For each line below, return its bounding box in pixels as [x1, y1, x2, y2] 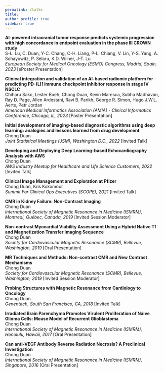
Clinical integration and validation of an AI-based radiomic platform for [5, 76, 154, 82]
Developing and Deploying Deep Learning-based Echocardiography [5, 148, 147, 154]
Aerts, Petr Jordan [5, 102, 43, 108]
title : [5, 12, 19, 17]
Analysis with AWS [5, 153, 45, 159]
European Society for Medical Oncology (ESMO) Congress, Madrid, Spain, [5, 61, 157, 67]
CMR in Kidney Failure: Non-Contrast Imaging [5, 199, 101, 205]
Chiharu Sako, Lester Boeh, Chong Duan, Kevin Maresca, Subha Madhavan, [5, 92, 159, 98]
